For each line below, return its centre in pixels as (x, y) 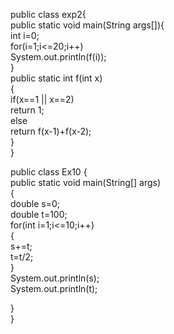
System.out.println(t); (54, 288)
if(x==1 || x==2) (42, 99)
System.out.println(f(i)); (58, 57)
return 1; (27, 110)
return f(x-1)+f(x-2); (51, 131)
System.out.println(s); (55, 278)
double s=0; (35, 203)
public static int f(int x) (56, 78)
